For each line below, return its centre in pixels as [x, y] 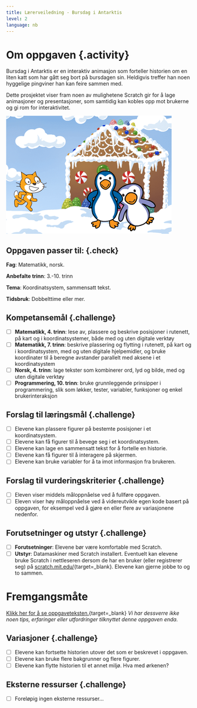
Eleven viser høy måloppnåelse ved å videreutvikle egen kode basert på [102, 501]
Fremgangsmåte [47, 597]
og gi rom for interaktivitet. [38, 108]
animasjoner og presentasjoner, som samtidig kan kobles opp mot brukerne [98, 101]
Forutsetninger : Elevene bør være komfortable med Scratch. [88, 547]
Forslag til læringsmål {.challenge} [71, 414]
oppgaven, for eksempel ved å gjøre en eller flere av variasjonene [94, 508]
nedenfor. [26, 514]
